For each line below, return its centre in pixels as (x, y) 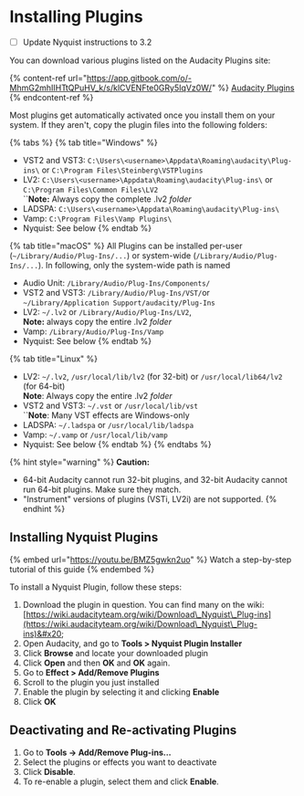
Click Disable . (49, 771)
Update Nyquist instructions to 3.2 (87, 42)
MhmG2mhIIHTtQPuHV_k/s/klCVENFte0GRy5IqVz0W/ (111, 88)
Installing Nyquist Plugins (84, 537)
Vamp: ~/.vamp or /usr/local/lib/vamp (95, 435)
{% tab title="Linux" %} (54, 359)
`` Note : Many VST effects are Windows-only (106, 415)
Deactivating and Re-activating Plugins (123, 731)
